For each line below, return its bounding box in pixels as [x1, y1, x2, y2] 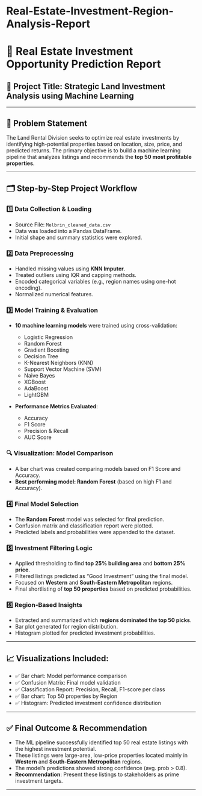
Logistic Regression [23, 334, 73, 341]
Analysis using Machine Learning [6, 90, 134, 101]
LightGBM [23, 391, 49, 399]
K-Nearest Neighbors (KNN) [23, 359, 93, 367]
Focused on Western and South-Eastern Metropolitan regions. [14, 579, 173, 586]
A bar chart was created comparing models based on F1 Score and [14, 465, 181, 472]
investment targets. [14, 777, 63, 785]
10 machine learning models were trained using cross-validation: [14, 322, 177, 329]
